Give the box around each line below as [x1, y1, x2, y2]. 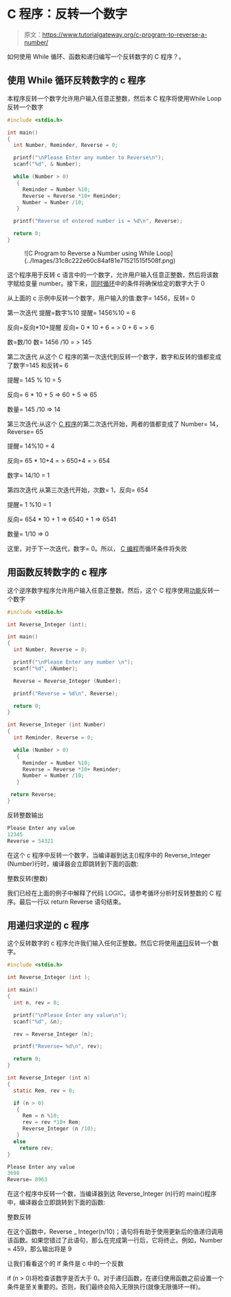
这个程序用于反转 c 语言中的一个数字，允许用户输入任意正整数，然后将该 [7, 270, 213, 279]
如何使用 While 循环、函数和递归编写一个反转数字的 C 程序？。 [7, 52, 185, 61]
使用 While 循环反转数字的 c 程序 [7, 75, 146, 86]
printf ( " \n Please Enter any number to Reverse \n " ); [13, 155, 165, 161]
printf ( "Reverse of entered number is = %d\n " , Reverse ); [13, 218, 184, 225]
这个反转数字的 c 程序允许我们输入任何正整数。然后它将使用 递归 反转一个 [7, 939, 213, 947]
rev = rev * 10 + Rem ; [22, 1119, 81, 1126]
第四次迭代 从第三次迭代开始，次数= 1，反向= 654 [7, 486, 149, 494]
